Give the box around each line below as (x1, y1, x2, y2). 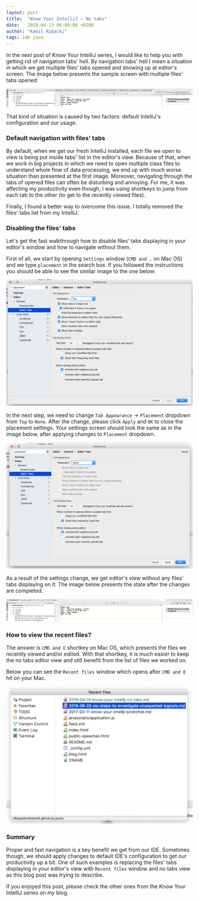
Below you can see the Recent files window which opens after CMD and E (6, 668, 187, 675)
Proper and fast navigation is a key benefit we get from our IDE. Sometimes (6, 846, 190, 853)
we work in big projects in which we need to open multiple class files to (6, 160, 181, 167)
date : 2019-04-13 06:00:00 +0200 (6, 22, 94, 28)
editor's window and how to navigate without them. (6, 243, 131, 251)
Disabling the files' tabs (6, 224, 76, 232)
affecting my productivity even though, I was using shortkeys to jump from (6, 185, 188, 192)
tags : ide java (6, 34, 44, 41)
